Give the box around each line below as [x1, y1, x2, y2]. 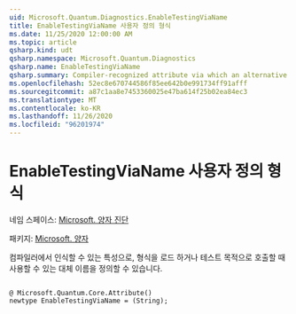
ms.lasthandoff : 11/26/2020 [9, 112, 113, 121]
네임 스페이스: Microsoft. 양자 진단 [9, 214, 129, 224]
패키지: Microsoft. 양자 [9, 232, 89, 244]
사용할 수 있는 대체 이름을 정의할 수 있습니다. [9, 263, 163, 273]
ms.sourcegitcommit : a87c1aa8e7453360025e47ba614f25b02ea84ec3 [9, 87, 248, 96]
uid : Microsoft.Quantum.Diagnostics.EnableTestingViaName [9, 12, 228, 22]
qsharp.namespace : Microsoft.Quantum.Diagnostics [9, 54, 197, 63]
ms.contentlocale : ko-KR [9, 104, 101, 113]
